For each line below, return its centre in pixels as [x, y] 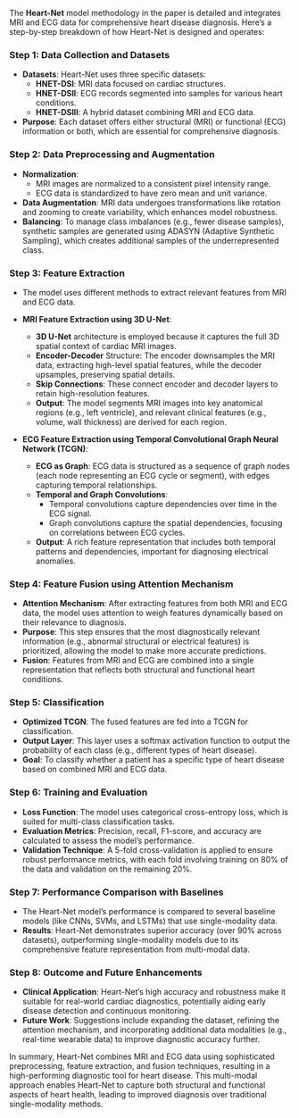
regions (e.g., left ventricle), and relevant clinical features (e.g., [151, 412]
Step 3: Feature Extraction [67, 273]
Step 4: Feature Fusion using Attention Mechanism [121, 584]
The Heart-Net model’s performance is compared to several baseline [149, 912]
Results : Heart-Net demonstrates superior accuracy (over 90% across [152, 930]
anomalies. [55, 561]
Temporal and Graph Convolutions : [101, 494]
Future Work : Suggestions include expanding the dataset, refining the [150, 1021]
